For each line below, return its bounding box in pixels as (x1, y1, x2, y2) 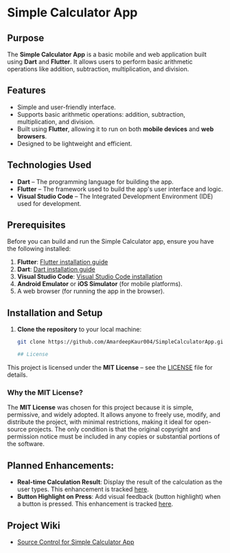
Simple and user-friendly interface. (16, 103, 117, 111)
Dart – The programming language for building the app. (16, 177, 174, 186)
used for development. (16, 199, 82, 207)
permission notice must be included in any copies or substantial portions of (7, 432, 220, 440)
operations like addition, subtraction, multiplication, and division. (7, 65, 189, 73)
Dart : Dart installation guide (16, 266, 95, 274)
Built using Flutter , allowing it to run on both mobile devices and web (16, 125, 214, 133)
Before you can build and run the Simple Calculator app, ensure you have (7, 237, 214, 246)
